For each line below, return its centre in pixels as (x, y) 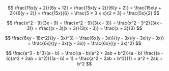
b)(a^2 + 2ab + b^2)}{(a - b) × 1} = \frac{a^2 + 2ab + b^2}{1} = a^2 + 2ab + (84, 58)
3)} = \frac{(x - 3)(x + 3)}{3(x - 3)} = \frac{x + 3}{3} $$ (84, 28)
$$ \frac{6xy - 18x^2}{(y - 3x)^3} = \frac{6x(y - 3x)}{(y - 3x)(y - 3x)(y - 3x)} (84, 38)
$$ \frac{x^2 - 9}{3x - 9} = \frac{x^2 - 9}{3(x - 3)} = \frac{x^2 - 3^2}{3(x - (84, 23)
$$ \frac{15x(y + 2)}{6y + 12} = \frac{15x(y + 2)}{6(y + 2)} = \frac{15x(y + (84, 8)
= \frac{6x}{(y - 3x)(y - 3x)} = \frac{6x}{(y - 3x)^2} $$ (84, 43)
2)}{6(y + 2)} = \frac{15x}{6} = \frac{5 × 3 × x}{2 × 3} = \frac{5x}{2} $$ (84, 13)
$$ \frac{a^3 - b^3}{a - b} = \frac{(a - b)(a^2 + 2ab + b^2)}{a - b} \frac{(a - (84, 53)
